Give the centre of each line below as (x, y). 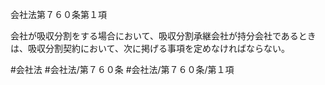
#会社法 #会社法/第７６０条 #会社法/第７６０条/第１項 (122, 69)
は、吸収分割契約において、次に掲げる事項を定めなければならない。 (150, 48)
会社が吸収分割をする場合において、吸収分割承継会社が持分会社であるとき (163, 36)
